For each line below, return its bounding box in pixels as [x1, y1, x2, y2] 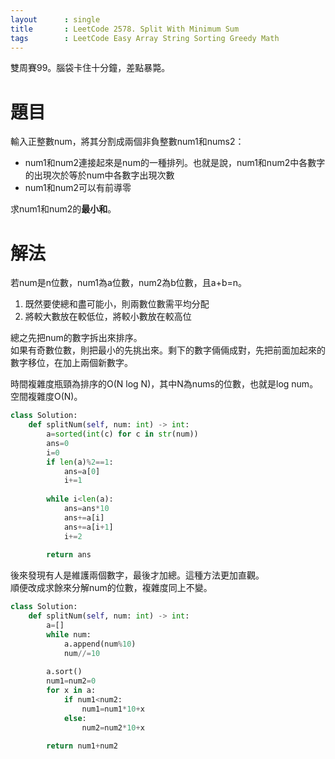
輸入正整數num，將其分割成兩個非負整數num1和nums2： [10, 136, 245, 148]
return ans [46, 550, 92, 560]
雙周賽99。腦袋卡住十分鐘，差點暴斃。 [10, 62, 171, 74]
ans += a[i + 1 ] [63, 522, 114, 532]
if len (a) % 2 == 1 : [46, 457, 114, 467]
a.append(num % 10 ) [63, 639, 137, 649]
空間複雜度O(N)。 [10, 391, 83, 403]
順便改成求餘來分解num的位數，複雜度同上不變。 [10, 582, 213, 594]
